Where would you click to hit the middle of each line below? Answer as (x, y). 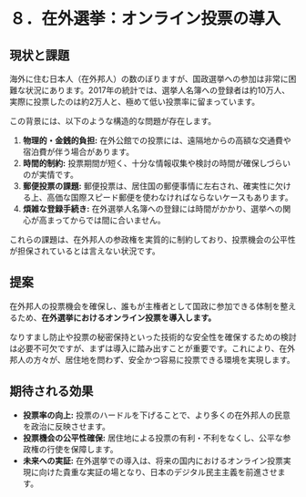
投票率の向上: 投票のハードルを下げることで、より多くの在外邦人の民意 (157, 415)
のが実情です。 (51, 175)
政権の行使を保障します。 (70, 449)
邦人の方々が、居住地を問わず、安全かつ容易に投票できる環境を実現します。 (153, 359)
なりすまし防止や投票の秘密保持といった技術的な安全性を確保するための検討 (153, 337)
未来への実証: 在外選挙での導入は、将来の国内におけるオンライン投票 (153, 461)
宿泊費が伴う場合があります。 (78, 152)
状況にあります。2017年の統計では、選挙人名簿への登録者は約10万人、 (158, 90)
